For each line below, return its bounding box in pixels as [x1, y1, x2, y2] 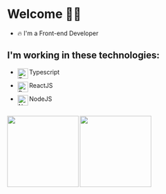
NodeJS [28, 95, 53, 103]
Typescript [28, 68, 60, 76]
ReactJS [28, 81, 53, 89]
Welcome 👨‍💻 [7, 6, 82, 22]
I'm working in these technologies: [7, 50, 160, 61]
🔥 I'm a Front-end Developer [17, 29, 99, 37]
